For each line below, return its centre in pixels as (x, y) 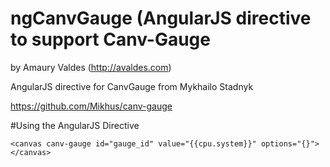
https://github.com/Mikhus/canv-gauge (91, 106)
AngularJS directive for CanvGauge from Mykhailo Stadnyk (132, 86)
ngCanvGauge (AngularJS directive (161, 18)
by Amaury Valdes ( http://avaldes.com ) (91, 67)
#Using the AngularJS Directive (75, 125)
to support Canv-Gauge (110, 39)
